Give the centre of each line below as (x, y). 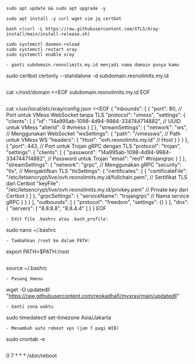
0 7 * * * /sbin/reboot (32, 356)
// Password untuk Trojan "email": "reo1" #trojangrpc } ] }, (117, 159)
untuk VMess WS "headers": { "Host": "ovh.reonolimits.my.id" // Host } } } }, (97, 140)
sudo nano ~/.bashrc (31, 230)
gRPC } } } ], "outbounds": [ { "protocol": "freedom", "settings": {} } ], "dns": (97, 202)
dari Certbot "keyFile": (33, 183)
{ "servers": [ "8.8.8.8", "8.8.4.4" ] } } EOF (56, 208)
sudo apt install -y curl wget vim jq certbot (64, 19)
